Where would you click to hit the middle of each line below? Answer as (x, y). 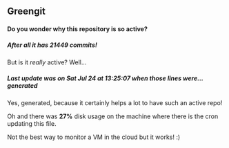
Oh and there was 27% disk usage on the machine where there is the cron (113, 116)
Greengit (27, 11)
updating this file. (32, 123)
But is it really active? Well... (47, 62)
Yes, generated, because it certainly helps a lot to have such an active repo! (115, 102)
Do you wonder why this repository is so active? (78, 29)
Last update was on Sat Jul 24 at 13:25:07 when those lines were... (105, 78)
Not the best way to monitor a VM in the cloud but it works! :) (94, 137)
